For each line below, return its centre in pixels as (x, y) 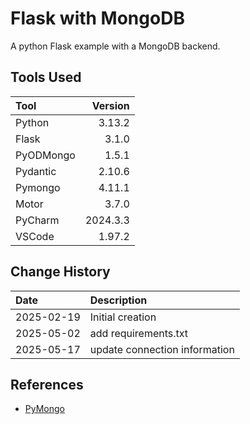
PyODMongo (45, 155)
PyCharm (37, 220)
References (47, 384)
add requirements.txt (139, 333)
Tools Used (46, 77)
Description (118, 300)
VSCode (35, 236)
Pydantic (36, 171)
